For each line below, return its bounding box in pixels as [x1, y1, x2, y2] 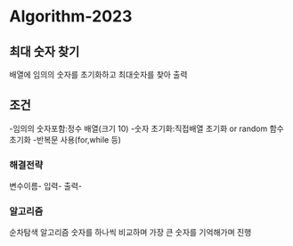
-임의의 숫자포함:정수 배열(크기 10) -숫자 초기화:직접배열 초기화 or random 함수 [9, 123, 285, 134]
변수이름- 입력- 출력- [9, 181, 83, 192]
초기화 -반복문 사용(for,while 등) [9, 134, 122, 144]
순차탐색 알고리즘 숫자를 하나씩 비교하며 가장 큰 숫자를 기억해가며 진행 [9, 227, 252, 238]
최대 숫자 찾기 [9, 44, 80, 59]
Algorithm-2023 [9, 6, 133, 27]
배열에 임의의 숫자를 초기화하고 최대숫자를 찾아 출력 [9, 70, 188, 79]
